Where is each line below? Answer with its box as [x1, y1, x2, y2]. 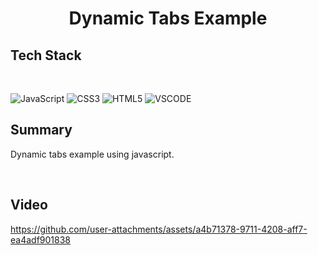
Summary [10, 122, 73, 139]
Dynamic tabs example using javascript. [10, 148, 175, 160]
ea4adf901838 [10, 233, 71, 246]
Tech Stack [10, 47, 82, 64]
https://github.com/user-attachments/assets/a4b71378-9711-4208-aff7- [10, 223, 308, 235]
